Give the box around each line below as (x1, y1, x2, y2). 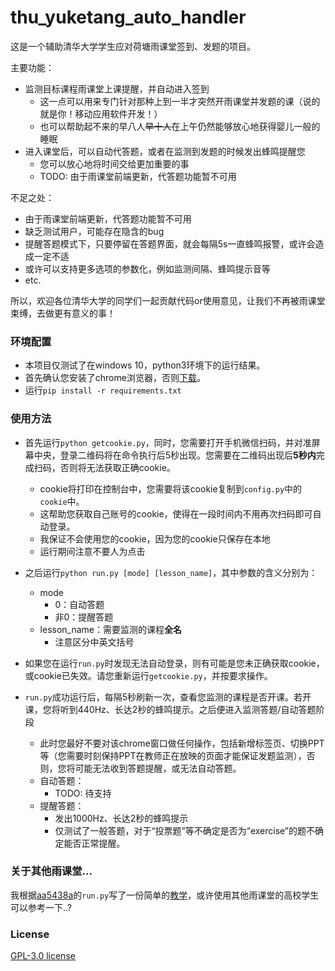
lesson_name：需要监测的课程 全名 (39, 623, 183, 635)
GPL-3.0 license (10, 950, 76, 962)
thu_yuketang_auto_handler (10, 6, 247, 29)
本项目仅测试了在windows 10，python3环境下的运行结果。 (24, 359, 266, 371)
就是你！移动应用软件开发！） (39, 107, 163, 120)
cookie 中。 (39, 495, 85, 507)
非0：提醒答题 (54, 611, 114, 623)
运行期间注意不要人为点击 (39, 545, 146, 557)
